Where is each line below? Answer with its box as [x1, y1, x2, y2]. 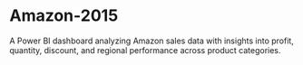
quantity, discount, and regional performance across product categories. [9, 44, 281, 55]
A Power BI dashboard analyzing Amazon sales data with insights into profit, [9, 35, 295, 46]
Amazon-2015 [9, 5, 119, 26]
